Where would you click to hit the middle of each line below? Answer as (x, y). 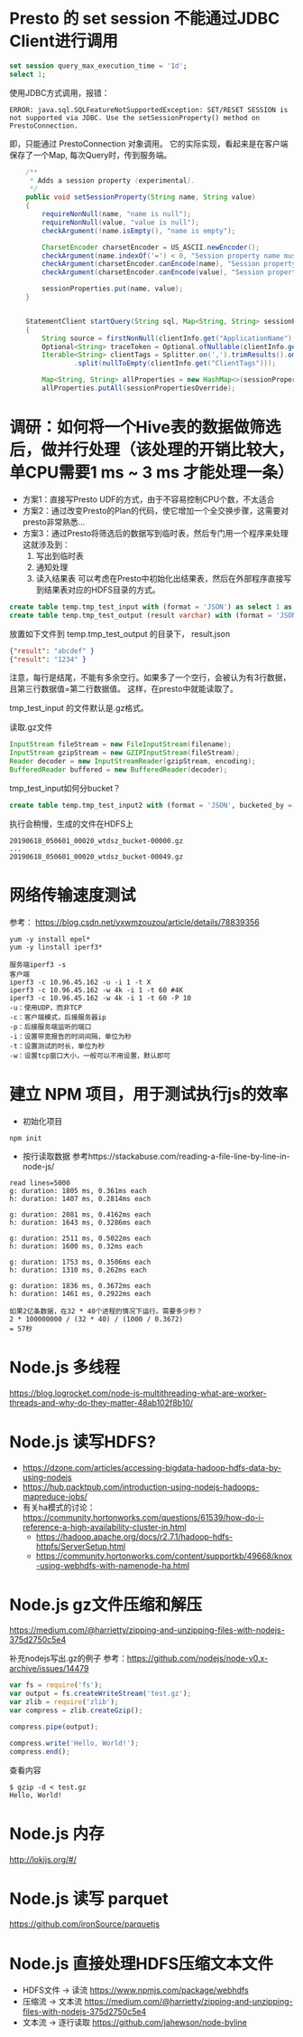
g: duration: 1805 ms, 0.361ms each (78, 1190)
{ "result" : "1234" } (48, 659)
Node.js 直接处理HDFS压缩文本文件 (142, 1963)
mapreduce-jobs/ (55, 1496)
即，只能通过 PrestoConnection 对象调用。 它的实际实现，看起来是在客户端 (149, 143)
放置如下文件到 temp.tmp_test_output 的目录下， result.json (120, 633)
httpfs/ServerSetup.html (81, 1546)
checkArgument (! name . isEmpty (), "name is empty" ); (139, 231)
